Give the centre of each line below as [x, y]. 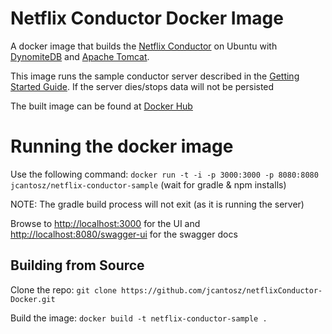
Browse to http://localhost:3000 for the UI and [105, 223]
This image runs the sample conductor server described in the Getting [155, 76]
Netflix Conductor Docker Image [147, 18]
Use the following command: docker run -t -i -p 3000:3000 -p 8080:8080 [164, 174]
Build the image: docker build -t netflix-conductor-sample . [139, 318]
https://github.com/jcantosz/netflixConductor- [222, 290]
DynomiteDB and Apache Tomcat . [80, 56]
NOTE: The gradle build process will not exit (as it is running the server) [157, 204]
